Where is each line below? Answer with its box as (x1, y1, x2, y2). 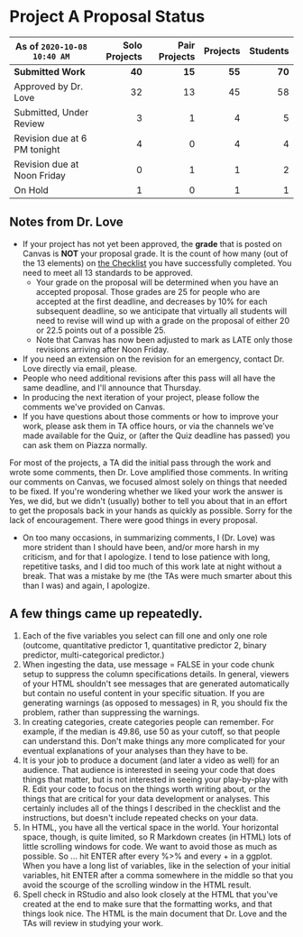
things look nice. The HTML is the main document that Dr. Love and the (22, 908, 288, 919)
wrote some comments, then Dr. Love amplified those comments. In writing (9, 466, 289, 477)
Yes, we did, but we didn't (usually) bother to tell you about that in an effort (9, 495, 288, 506)
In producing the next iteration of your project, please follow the (22, 391, 260, 402)
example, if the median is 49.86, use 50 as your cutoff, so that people (22, 726, 280, 737)
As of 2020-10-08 (14, 40, 87, 52)
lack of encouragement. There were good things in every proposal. (9, 514, 259, 525)
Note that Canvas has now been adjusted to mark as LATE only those (35, 334, 293, 344)
